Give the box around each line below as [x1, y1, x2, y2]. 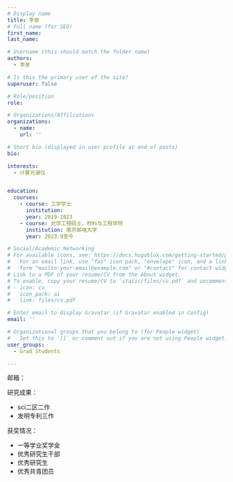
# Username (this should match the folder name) [7, 49, 150, 55]
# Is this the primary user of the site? [7, 74, 129, 80]
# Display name [7, 10, 51, 17]
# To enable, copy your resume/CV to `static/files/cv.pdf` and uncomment [7, 277, 228, 284]
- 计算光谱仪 [13, 169, 46, 176]
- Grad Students [13, 347, 60, 354]
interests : [7, 162, 39, 170]
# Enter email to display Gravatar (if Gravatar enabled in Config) [7, 309, 209, 316]
